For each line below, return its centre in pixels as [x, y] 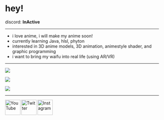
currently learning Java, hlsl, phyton [48, 41]
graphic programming [34, 51]
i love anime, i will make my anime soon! [52, 36]
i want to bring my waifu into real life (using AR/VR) [63, 56]
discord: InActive [22, 22]
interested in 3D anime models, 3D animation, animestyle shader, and [82, 46]
